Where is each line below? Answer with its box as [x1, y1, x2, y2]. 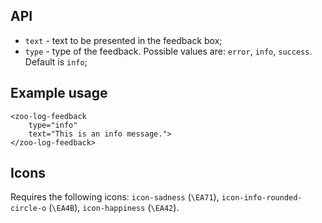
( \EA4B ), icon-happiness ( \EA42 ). [48, 202, 180, 214]
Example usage [10, 85, 108, 102]
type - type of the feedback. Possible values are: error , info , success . [24, 45, 313, 57]
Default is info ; [24, 55, 88, 68]
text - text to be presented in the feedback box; [24, 34, 223, 46]
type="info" [28, 120, 78, 130]
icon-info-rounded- [221, 193, 303, 203]
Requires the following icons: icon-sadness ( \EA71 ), [10, 191, 220, 203]
